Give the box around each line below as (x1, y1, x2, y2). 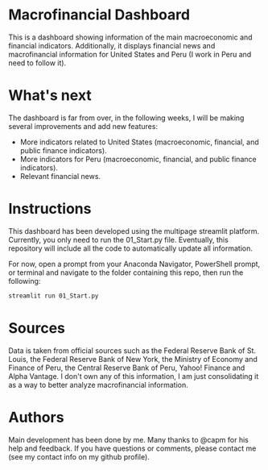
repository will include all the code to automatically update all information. (8, 243, 254, 253)
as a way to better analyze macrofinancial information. (8, 380, 188, 389)
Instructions (8, 200, 92, 218)
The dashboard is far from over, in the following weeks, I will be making (8, 113, 245, 123)
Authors (8, 408, 64, 426)
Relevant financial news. (19, 171, 101, 181)
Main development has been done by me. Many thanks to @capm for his (8, 435, 249, 444)
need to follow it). (8, 58, 67, 68)
